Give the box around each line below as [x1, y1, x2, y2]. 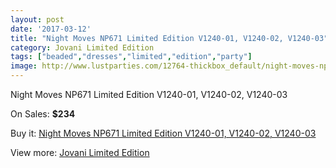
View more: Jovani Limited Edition [10, 147, 150, 158]
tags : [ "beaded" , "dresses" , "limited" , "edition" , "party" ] [10, 52, 253, 62]
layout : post [10, 14, 65, 25]
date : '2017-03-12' [10, 24, 92, 34]
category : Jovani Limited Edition [10, 42, 155, 53]
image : [10, 61, 38, 71]
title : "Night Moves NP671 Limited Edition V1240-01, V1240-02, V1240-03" [10, 33, 329, 43]
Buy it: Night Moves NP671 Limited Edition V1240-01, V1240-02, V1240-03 [10, 127, 317, 139]
